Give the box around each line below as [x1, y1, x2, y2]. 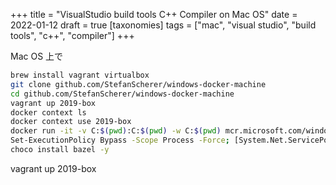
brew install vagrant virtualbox [10, 70, 150, 80]
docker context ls [10, 107, 87, 118]
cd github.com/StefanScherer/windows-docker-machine [10, 89, 235, 99]
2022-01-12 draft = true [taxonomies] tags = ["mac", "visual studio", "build [10, 19, 317, 31]
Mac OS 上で [10, 50, 64, 62]
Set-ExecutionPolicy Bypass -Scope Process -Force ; [10, 135, 230, 146]
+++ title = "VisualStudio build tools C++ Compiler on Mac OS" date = [10, 9, 298, 20]
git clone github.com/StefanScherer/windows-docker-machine [10, 79, 267, 89]
